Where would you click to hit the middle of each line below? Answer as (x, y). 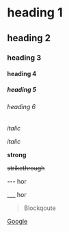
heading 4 (22, 74)
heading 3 (24, 58)
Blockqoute (40, 208)
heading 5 (22, 89)
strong (17, 154)
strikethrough (26, 168)
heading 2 (29, 38)
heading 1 (35, 13)
